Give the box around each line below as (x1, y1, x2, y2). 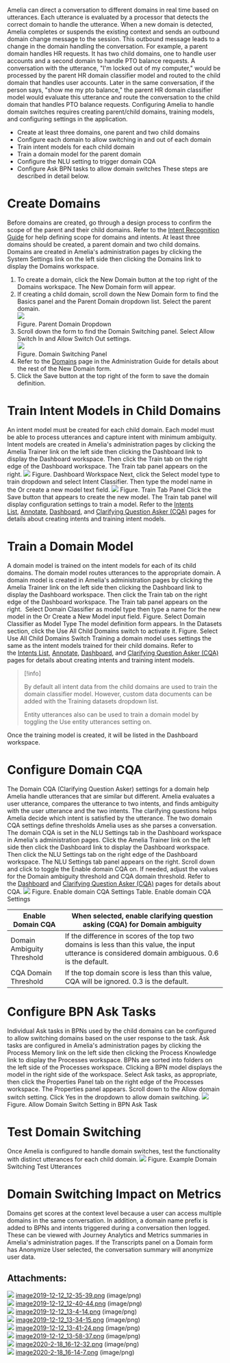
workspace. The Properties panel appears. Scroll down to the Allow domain (7, 1085, 220, 1093)
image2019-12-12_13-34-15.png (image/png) (15, 1316, 140, 1324)
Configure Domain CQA (7, 762, 143, 777)
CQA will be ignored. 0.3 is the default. (64, 976, 189, 986)
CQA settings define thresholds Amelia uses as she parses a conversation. (7, 821, 218, 829)
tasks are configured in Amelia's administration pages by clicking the (7, 1041, 202, 1049)
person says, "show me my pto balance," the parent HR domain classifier (7, 86, 214, 94)
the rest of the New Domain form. (16, 364, 112, 373)
